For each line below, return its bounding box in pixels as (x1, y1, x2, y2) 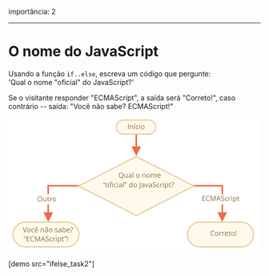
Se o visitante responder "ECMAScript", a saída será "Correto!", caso (8, 92, 236, 103)
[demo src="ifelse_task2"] (8, 259, 94, 269)
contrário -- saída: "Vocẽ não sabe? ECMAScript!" (8, 101, 174, 111)
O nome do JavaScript (8, 43, 159, 61)
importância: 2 (8, 7, 56, 16)
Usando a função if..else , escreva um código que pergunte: (8, 68, 211, 79)
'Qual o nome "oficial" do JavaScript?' (8, 77, 134, 87)
